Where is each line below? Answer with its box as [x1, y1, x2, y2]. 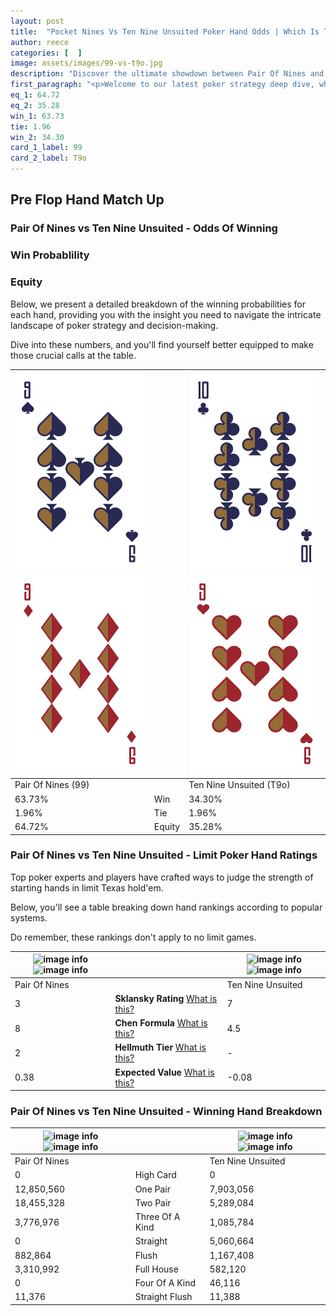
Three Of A [134, 1211, 181, 1223]
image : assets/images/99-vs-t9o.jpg [10, 58, 163, 69]
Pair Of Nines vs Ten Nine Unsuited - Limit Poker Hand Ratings [10, 848, 318, 862]
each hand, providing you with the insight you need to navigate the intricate [10, 308, 322, 320]
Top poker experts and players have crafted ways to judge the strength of [10, 871, 314, 883]
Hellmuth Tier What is [114, 1041, 207, 1054]
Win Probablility [10, 248, 90, 262]
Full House [134, 1263, 179, 1275]
